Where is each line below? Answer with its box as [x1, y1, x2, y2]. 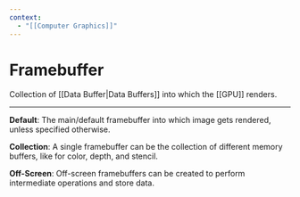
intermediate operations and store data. [9, 177, 154, 188]
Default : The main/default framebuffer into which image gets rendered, [9, 115, 271, 126]
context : [9, 12, 42, 22]
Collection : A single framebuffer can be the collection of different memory [9, 142, 283, 152]
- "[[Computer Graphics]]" [17, 21, 118, 30]
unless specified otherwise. [9, 124, 111, 135]
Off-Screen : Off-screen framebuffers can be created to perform [9, 168, 246, 179]
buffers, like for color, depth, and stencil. [9, 151, 159, 161]
